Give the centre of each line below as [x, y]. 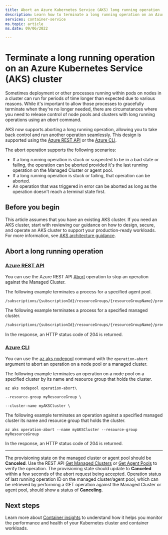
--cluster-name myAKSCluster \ [38, 406]
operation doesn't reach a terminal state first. [59, 192]
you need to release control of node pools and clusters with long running [80, 115]
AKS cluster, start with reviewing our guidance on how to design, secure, [80, 225]
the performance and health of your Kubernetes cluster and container [77, 523]
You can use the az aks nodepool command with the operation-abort [77, 358]
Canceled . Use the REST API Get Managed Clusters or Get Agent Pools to [81, 463]
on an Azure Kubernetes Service [74, 69]
